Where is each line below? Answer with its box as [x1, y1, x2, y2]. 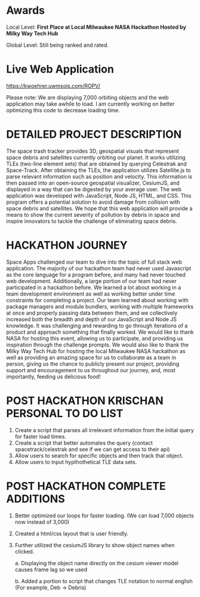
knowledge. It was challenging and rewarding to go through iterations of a [6, 322, 188, 329]
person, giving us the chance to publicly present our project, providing [6, 360, 180, 367]
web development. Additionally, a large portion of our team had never [6, 277, 177, 285]
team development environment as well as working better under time [6, 290, 176, 297]
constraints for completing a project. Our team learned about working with [6, 296, 189, 303]
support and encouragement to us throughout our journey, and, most [6, 366, 176, 373]
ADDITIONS [6, 492, 66, 505]
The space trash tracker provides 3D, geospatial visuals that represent [6, 147, 179, 155]
